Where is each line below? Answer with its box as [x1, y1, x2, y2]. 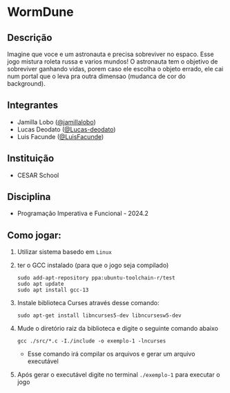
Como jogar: [7, 229, 62, 241]
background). [7, 80, 46, 87]
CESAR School [17, 171, 59, 179]
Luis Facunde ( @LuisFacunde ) [17, 132, 104, 140]
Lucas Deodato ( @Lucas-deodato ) [17, 125, 116, 134]
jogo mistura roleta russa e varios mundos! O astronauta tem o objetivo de [7, 57, 218, 66]
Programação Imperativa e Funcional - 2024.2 [17, 209, 148, 218]
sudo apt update [17, 281, 64, 288]
